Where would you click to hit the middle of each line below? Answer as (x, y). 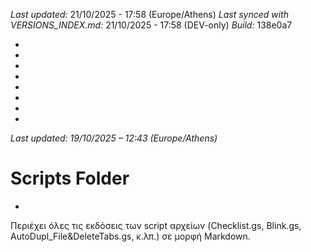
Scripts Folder (70, 178)
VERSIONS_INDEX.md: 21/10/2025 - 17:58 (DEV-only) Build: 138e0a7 (151, 25)
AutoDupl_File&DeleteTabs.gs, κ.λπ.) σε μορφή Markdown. (130, 236)
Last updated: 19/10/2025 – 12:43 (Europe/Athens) (114, 138)
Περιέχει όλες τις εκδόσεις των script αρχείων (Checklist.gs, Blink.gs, (156, 225)
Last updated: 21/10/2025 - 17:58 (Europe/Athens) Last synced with (150, 14)
